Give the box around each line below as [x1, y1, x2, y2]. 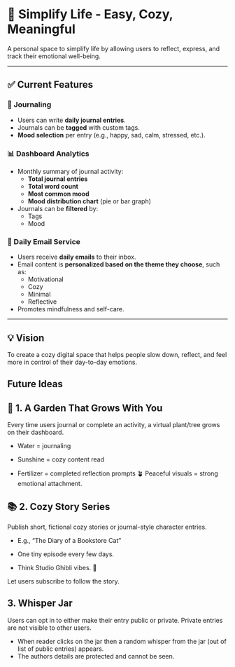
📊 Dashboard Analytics [7, 149, 90, 159]
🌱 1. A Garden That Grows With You [7, 402, 163, 414]
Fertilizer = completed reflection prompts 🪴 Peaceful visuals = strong [17, 469, 218, 478]
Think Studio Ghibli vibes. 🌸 [17, 564, 97, 572]
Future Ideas [7, 378, 63, 390]
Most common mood [27, 189, 90, 198]
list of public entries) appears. [17, 645, 104, 653]
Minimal [27, 290, 51, 299]
